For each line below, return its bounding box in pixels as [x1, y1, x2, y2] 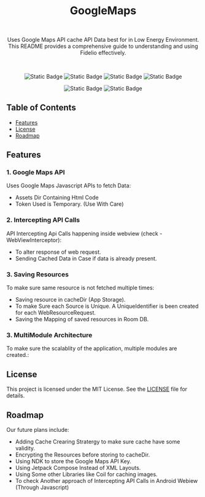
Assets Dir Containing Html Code [15, 194, 99, 202]
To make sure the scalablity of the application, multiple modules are [6, 345, 177, 352]
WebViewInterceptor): [6, 236, 62, 243]
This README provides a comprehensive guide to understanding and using [8, 42, 198, 50]
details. [6, 392, 25, 399]
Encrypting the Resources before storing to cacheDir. [15, 451, 150, 458]
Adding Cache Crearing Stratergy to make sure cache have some [15, 437, 180, 445]
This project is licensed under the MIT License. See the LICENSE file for [6, 385, 188, 393]
